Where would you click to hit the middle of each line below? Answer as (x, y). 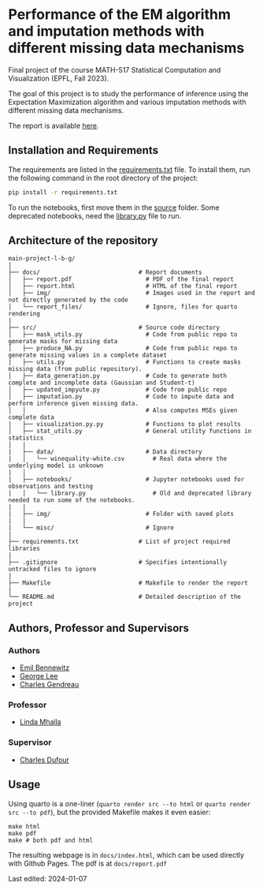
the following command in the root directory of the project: (103, 178)
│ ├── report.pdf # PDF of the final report (121, 279)
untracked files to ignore (52, 570)
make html (24, 826)
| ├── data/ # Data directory (105, 452)
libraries (24, 549)
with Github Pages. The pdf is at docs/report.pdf (88, 863)
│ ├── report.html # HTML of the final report (123, 286)
